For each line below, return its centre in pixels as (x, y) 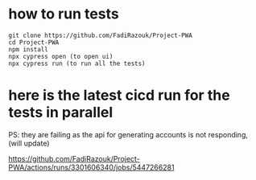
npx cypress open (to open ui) (61, 56)
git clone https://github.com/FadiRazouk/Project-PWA (101, 35)
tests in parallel (61, 112)
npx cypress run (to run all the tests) (77, 63)
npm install (28, 49)
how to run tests (64, 14)
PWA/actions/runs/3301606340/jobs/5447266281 (91, 167)
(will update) (29, 143)
